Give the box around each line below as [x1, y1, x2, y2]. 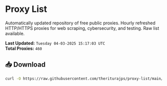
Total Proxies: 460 [5, 45, 42, 51]
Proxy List [5, 3, 47, 15]
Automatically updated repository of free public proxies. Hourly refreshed [5, 20, 156, 26]
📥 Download [5, 61, 46, 69]
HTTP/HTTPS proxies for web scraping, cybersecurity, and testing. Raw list [5, 25, 160, 31]
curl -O [5, 76, 21, 81]
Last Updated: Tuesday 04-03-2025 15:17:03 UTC [5, 40, 105, 46]
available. [5, 30, 25, 36]
